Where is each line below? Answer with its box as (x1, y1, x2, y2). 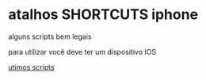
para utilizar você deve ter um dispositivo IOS (8, 47, 157, 56)
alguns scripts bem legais (8, 32, 92, 41)
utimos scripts (8, 62, 55, 72)
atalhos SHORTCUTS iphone (8, 6, 199, 24)
